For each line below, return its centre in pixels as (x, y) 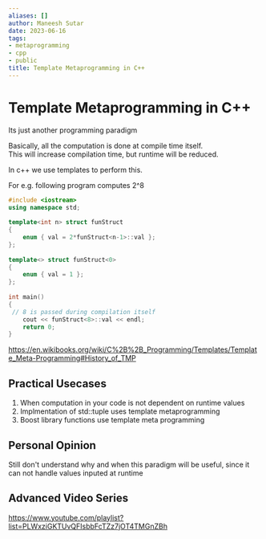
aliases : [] (28, 16)
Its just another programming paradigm (73, 130)
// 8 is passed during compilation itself (84, 312)
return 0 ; (39, 327)
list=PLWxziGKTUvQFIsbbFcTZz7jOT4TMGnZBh (88, 526)
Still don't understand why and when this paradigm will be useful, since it (129, 464)
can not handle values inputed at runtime (76, 473)
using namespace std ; (44, 207)
